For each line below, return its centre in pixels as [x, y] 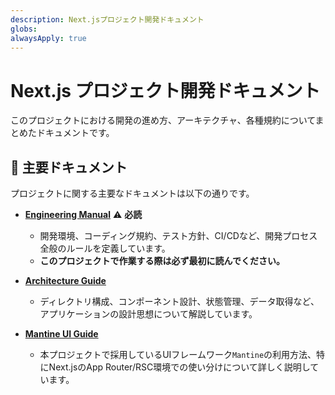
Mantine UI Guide [61, 334]
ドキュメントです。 [75, 133]
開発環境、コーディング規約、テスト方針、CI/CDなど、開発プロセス [178, 236]
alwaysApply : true [48, 38]
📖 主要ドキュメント [69, 167]
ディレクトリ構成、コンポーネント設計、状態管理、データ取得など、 [179, 302]
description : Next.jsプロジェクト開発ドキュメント [107, 19]
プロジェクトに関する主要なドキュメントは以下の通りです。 [132, 193]
